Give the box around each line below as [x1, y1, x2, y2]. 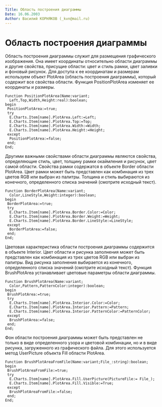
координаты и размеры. [5, 84, 55, 90]
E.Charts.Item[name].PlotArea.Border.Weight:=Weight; [9, 214, 120, 219]
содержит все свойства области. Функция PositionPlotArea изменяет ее [5, 79, 154, 85]
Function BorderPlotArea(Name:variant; [5, 188, 86, 194]
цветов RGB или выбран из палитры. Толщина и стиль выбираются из [5, 174, 150, 180]
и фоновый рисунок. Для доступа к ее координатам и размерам [5, 69, 139, 74]
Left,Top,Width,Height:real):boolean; [9, 98, 88, 103]
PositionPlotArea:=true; [7, 107, 57, 111]
